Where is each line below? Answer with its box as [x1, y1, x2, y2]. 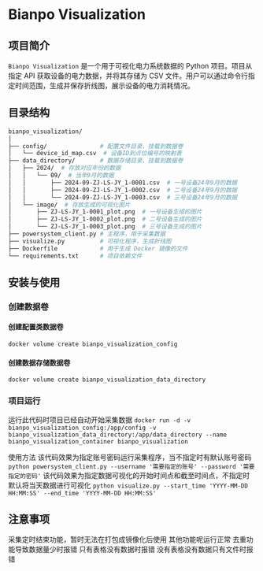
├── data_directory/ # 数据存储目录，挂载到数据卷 [8, 157, 183, 165]
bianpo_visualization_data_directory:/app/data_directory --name [8, 431, 227, 439]
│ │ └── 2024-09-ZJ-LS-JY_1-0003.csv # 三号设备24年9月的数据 [8, 193, 238, 202]
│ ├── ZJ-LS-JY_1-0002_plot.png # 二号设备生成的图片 [8, 215, 202, 224]
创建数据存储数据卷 [8, 358, 71, 367]
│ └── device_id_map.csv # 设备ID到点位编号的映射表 [8, 150, 183, 158]
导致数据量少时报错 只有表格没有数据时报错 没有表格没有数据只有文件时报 [14, 545, 254, 554]
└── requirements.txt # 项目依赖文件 [8, 252, 143, 260]
